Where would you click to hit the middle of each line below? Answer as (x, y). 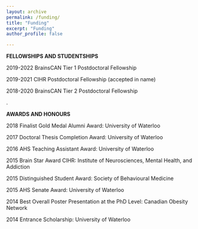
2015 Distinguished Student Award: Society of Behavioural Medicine (90, 178)
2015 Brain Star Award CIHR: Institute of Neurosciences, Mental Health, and (99, 161)
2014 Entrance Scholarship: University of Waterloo (68, 219)
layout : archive (26, 12)
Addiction (18, 167)
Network (17, 208)
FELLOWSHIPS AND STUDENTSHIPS (52, 56)
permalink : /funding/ (33, 17)
